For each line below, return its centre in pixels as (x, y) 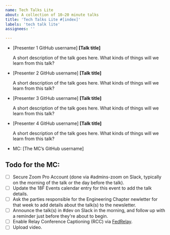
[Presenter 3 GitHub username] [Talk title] (57, 98)
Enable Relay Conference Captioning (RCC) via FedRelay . (73, 222)
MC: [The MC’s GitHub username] (48, 149)
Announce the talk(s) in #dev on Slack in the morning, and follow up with (89, 211)
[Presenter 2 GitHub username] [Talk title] (57, 73)
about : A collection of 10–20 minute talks (52, 15)
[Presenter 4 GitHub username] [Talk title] (57, 123)
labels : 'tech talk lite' (33, 24)
